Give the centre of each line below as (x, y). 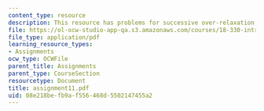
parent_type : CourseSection (54, 73)
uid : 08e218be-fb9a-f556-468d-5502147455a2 (81, 95)
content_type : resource (47, 15)
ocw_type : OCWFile (38, 59)
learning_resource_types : (50, 45)
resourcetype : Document (47, 81)
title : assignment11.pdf (49, 88)
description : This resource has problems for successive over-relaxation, (133, 23)
